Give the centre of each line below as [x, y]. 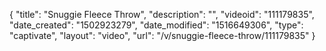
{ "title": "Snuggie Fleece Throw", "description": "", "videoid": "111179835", [162, 14]
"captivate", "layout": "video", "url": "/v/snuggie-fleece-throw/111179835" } [162, 35]
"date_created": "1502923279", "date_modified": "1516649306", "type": [156, 25]
